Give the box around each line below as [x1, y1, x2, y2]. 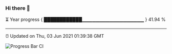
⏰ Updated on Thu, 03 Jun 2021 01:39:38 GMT [5, 33, 104, 39]
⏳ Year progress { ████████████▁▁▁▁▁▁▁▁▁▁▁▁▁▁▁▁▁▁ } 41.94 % [5, 16, 166, 22]
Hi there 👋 [5, 5, 31, 12]
